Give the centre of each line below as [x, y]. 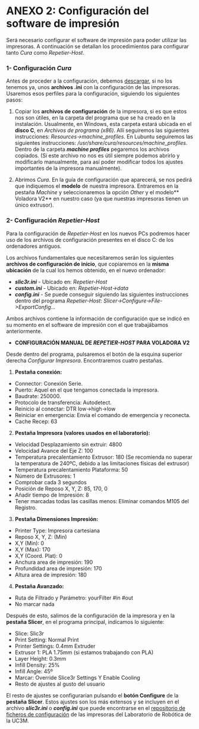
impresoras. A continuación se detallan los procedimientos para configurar [97, 46]
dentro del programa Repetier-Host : [59, 301]
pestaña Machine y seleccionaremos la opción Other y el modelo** [97, 192]
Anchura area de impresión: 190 [54, 562]
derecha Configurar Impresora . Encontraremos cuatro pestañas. [85, 360]
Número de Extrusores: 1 [45, 476]
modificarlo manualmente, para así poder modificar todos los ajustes [99, 162]
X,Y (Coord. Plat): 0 [38, 556]
